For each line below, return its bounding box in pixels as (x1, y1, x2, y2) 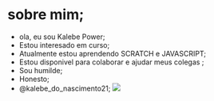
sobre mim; (7, 6, 85, 24)
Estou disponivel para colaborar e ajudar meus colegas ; (18, 57, 204, 67)
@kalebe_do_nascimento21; (18, 84, 111, 93)
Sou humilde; (18, 65, 63, 75)
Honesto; (18, 74, 50, 84)
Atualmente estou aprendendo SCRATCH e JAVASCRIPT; (18, 49, 207, 58)
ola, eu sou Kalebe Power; (18, 32, 105, 41)
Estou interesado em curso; (18, 40, 110, 49)
